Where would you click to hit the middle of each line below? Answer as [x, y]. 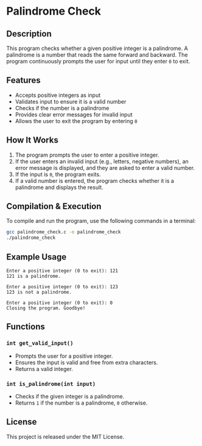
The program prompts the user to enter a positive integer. [87, 155]
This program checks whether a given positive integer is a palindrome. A [97, 48]
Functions [26, 327]
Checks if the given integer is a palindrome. [70, 396]
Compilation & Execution [54, 206]
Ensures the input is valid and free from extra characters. [86, 362]
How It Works [33, 140]
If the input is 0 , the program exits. [58, 174]
